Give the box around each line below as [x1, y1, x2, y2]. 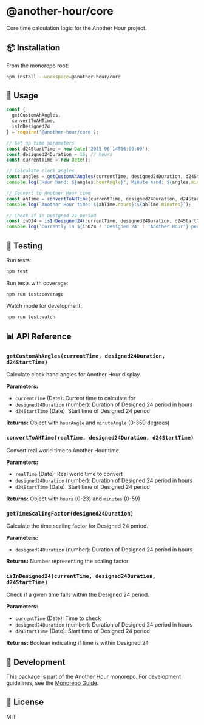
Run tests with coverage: [6, 279, 69, 287]
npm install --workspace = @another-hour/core [6, 73, 121, 80]
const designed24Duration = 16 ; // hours [6, 151, 113, 157]
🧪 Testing [6, 240, 43, 251]
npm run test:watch [6, 314, 56, 320]
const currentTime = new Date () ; [6, 157, 91, 163]
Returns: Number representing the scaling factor [6, 557, 129, 565]
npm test [6, 268, 29, 274]
